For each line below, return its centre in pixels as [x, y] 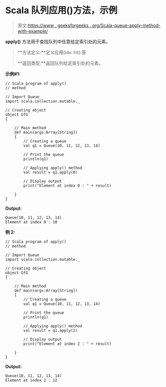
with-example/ [33, 31]
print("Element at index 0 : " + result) [68, 186]
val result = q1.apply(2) [51, 330]
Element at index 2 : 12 [31, 380]
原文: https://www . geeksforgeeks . [54, 25]
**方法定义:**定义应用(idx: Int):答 [52, 52]
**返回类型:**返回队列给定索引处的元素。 [60, 63]
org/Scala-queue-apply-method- [126, 25]
